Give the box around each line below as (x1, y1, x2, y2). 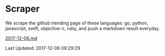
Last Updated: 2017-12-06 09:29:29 (5, 45, 80, 51)
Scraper (5, 3, 40, 15)
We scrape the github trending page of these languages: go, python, (5, 20, 149, 26)
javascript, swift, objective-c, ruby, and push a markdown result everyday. (5, 25, 160, 31)
